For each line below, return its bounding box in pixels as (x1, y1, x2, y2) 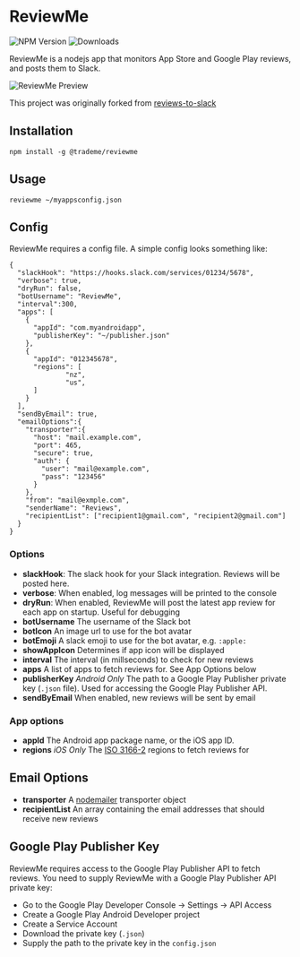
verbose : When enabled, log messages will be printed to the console (21, 587, 278, 598)
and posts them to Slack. (9, 63, 101, 73)
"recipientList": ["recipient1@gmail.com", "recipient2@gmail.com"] (25, 512, 287, 521)
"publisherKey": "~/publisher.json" (32, 332, 170, 341)
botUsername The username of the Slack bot (21, 616, 191, 626)
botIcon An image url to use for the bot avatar (21, 625, 193, 636)
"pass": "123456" (41, 472, 106, 481)
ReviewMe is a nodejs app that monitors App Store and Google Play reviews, (9, 53, 292, 64)
